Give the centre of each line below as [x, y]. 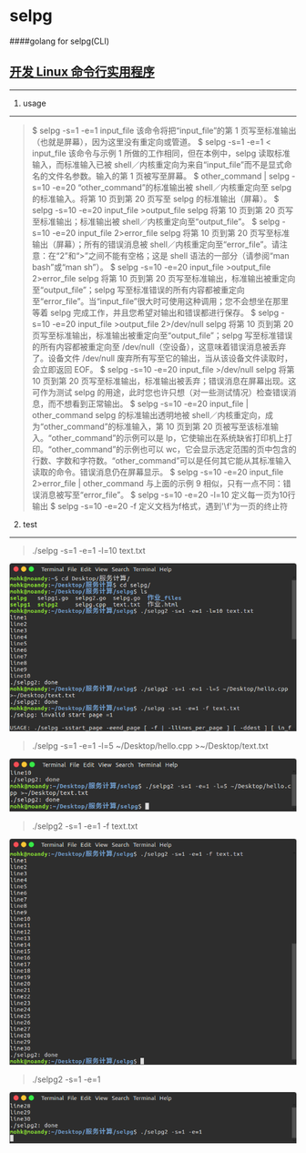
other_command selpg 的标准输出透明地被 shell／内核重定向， [148, 414]
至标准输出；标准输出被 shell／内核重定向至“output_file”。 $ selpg [156, 221]
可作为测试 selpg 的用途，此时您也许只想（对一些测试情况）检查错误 [160, 392]
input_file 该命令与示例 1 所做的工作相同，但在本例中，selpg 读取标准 [161, 153]
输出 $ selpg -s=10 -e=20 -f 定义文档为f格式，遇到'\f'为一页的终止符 [160, 505]
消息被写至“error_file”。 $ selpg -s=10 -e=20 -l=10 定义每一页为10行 [168, 495]
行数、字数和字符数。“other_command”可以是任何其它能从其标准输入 [161, 460]
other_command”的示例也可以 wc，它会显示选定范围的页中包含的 [174, 449]
